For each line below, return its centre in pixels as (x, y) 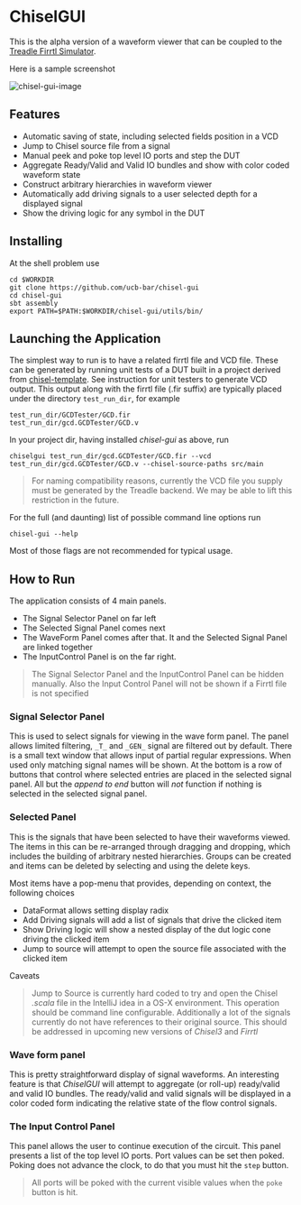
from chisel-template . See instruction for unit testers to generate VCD (138, 380)
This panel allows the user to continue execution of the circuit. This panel (145, 1146)
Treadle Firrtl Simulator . (53, 51)
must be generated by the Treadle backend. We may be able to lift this (162, 491)
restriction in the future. (75, 500)
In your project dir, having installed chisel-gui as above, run (119, 440)
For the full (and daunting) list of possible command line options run (135, 518)
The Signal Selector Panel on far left (89, 619)
